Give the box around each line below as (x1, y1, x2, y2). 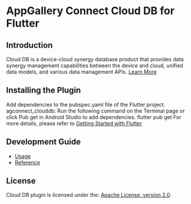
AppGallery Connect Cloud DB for (6, 4, 175, 18)
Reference (14, 159, 40, 166)
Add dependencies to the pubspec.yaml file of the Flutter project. (6, 101, 166, 108)
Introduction (6, 40, 53, 50)
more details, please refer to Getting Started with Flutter (6, 120, 143, 127)
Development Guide (6, 137, 81, 147)
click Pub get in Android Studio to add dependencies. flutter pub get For (6, 113, 182, 120)
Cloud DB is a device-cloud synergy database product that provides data (6, 56, 184, 62)
